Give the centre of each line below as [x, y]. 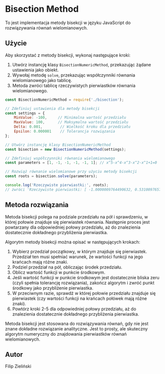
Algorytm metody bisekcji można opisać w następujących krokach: [73, 242]
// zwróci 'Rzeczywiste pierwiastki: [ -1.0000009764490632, [69, 189]
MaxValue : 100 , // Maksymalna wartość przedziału [71, 122]
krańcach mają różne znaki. [40, 262]
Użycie [16, 43]
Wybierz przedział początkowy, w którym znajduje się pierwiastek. [80, 251]
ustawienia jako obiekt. [35, 70]
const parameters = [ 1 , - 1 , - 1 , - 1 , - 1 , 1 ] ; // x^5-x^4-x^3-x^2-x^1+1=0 [81, 163]
